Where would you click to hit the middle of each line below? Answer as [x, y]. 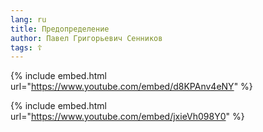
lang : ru [28, 19]
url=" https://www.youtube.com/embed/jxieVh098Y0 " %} [127, 117]
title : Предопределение [60, 29]
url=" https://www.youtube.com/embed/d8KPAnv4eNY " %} [131, 87]
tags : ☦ [26, 47]
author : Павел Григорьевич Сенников [86, 38]
